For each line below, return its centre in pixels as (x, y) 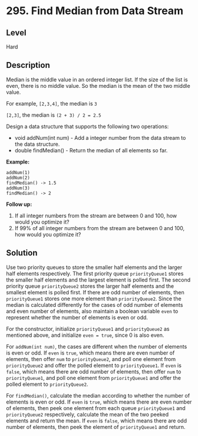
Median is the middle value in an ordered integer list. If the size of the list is (97, 79)
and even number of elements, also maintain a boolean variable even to (92, 311)
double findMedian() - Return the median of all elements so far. (91, 150)
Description (28, 65)
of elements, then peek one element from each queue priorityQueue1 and (96, 408)
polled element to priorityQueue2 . (47, 384)
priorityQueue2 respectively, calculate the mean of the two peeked (88, 414)
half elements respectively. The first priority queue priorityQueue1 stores (95, 273)
